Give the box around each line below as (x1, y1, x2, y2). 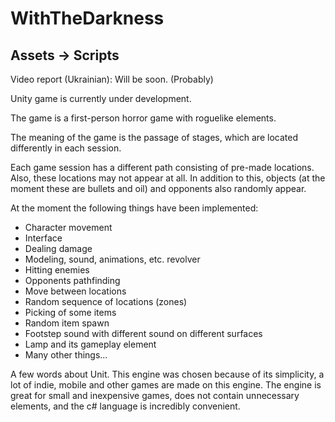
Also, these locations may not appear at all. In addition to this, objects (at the (10, 172, 326, 184)
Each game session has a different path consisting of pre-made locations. (10, 162, 315, 173)
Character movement (24, 222, 113, 233)
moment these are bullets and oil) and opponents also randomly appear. (10, 183, 307, 194)
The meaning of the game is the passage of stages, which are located (10, 132, 298, 143)
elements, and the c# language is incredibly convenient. (10, 400, 241, 412)
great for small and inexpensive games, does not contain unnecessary (10, 390, 300, 401)
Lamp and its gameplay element (24, 338, 157, 350)
